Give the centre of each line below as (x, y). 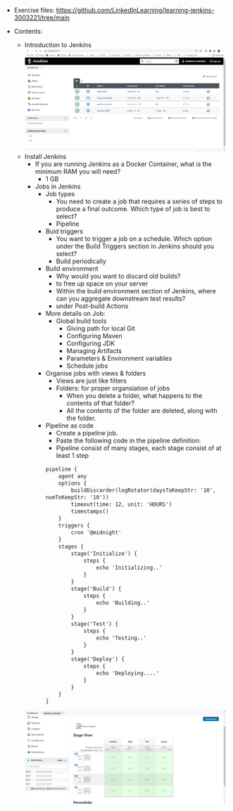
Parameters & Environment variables (119, 358)
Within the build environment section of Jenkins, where (136, 290)
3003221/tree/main (42, 18)
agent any (73, 476)
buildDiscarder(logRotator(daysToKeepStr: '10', (143, 490)
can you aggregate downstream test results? (121, 298)
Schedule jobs (87, 366)
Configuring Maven (95, 336)
